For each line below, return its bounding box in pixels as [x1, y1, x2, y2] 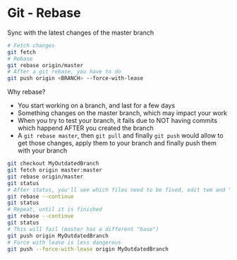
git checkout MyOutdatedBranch [7, 160, 99, 167]
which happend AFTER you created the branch [17, 124, 154, 132]
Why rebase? [7, 88, 46, 96]
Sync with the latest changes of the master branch [7, 28, 154, 37]
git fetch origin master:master [7, 167, 102, 174]
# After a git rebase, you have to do [7, 69, 121, 76]
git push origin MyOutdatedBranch [7, 232, 109, 240]
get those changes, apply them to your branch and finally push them [17, 139, 217, 148]
